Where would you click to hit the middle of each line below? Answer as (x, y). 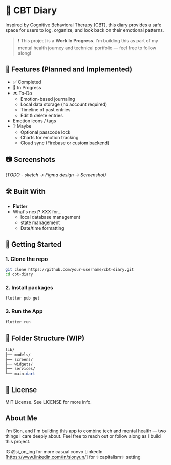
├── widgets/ (19, 364)
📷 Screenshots (30, 160)
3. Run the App (24, 311)
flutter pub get (23, 298)
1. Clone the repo (27, 259)
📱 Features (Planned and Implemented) (69, 70)
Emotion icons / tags (34, 121)
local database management (50, 217)
